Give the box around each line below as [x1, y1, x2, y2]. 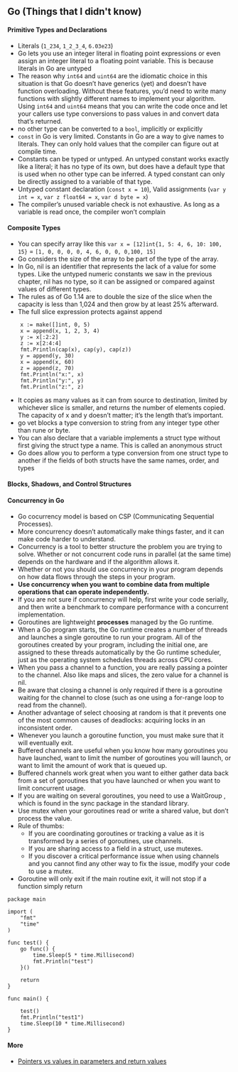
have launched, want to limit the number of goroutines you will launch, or [17, 753, 232, 762]
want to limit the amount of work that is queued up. [17, 761, 168, 769]
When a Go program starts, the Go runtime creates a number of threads [17, 625, 228, 634]
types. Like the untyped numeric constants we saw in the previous [17, 269, 212, 278]
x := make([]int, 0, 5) [20, 321, 91, 328]
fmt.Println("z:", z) [20, 383, 84, 390]
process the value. [17, 813, 72, 823]
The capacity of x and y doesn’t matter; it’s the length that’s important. [17, 411, 224, 419]
